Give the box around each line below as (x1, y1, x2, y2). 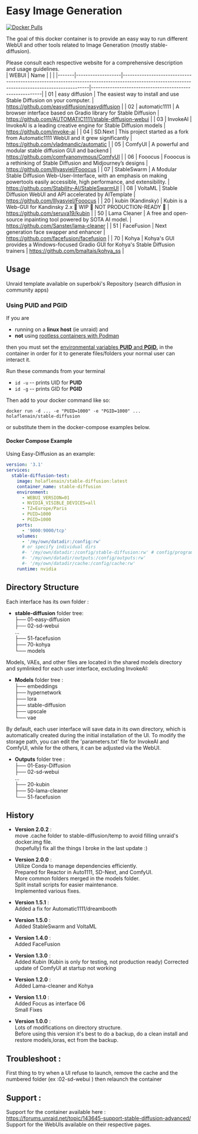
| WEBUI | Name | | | (6, 71, 55, 79)
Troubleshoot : (6, 1054, 61, 1064)
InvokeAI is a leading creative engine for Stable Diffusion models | (6, 122, 166, 129)
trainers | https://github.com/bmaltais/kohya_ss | (6, 247, 124, 254)
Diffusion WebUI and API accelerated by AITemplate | (6, 191, 136, 198)
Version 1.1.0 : (14, 994, 49, 1001)
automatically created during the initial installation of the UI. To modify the (6, 731, 186, 738)
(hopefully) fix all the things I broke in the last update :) (14, 845, 148, 852)
